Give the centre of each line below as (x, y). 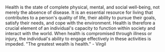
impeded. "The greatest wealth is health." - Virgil (56, 44)
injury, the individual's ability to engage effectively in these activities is (78, 39)
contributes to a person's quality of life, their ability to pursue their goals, (81, 18)
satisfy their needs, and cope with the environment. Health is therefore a (80, 23)
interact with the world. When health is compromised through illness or (79, 33)
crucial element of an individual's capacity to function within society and (80, 28)
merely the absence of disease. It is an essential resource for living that (79, 12)
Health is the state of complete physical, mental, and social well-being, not (82, 7)
